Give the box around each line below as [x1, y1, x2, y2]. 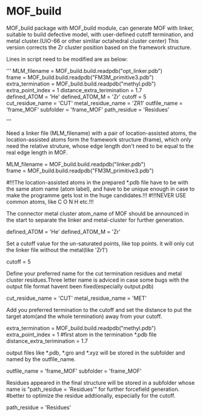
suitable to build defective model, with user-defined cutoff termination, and [6, 30, 194, 38]
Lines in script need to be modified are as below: [6, 55, 128, 63]
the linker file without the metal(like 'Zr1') [6, 246, 108, 253]
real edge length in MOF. [6, 149, 68, 156]
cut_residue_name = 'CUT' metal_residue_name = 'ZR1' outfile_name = [6, 99, 183, 107]
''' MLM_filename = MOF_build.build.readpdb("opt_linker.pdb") [6, 67, 162, 74]
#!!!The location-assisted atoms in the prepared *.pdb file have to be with [6, 178, 189, 186]
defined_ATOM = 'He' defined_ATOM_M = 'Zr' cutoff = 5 [6, 93, 147, 100]
